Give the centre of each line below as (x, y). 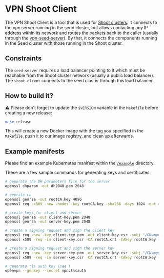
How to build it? (29, 96)
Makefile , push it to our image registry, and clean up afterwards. (70, 136)
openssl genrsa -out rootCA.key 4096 (43, 199)
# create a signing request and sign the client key (60, 231)
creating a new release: (29, 112)
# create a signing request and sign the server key (60, 248)
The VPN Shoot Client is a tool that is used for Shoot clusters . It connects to (81, 22)
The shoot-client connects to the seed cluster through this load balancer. (79, 80)
